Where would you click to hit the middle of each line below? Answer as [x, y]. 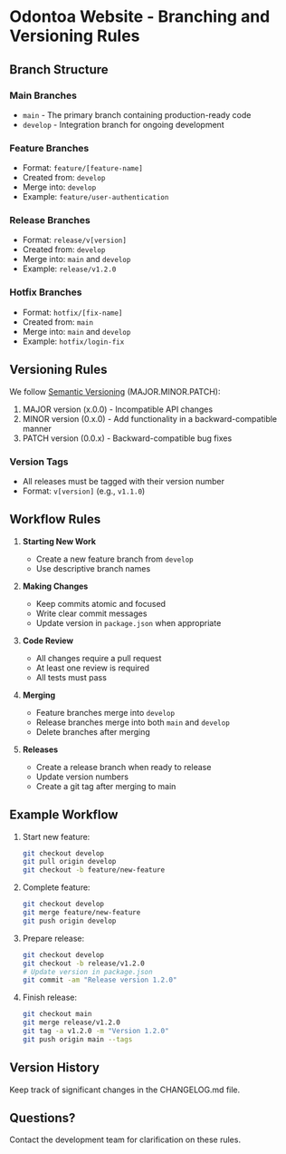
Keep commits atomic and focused [100, 603]
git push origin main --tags [77, 1039]
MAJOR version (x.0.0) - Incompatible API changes [118, 409]
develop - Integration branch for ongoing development [123, 124]
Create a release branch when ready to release [124, 767]
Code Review [48, 641]
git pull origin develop [69, 862]
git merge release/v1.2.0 [71, 1022]
